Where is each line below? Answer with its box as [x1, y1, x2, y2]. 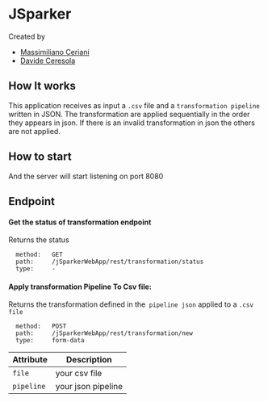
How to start [8, 150, 72, 164]
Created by [8, 31, 46, 41]
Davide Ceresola [19, 56, 76, 65]
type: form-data [15, 337, 85, 345]
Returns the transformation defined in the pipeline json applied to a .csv [8, 299, 254, 309]
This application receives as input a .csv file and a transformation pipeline [8, 100, 260, 110]
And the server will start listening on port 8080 [8, 171, 164, 181]
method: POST [15, 322, 67, 331]
